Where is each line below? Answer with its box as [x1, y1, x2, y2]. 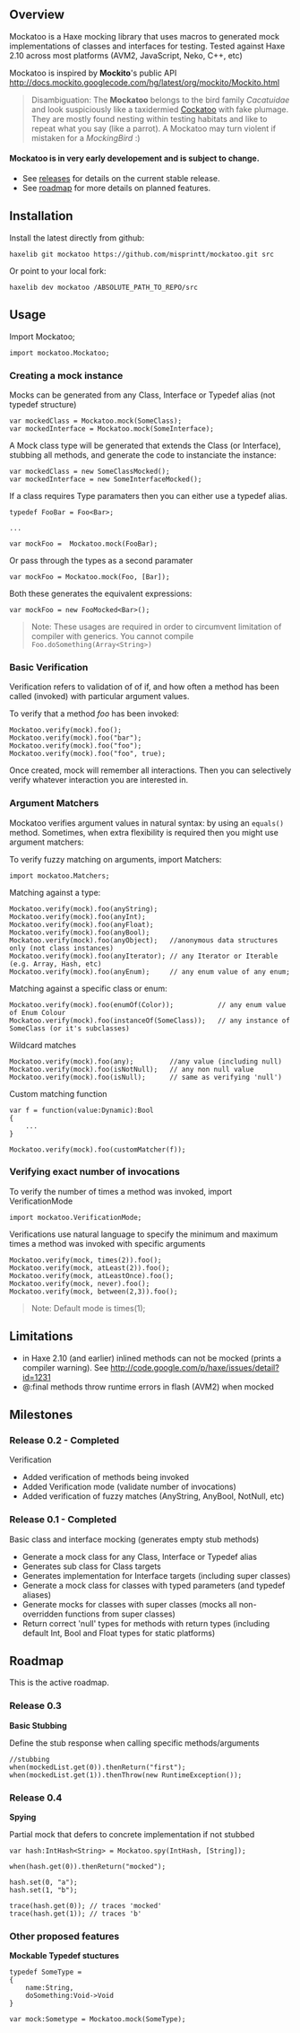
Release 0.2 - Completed [9, 1433, 120, 1446]
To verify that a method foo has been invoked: [9, 708, 179, 719]
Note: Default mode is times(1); [30, 1302, 146, 1313]
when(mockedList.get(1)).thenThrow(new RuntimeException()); [9, 1770, 243, 1780]
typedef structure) [9, 399, 77, 409]
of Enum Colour [9, 1008, 66, 1017]
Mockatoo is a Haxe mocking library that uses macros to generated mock [9, 31, 280, 41]
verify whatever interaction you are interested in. [9, 775, 189, 785]
